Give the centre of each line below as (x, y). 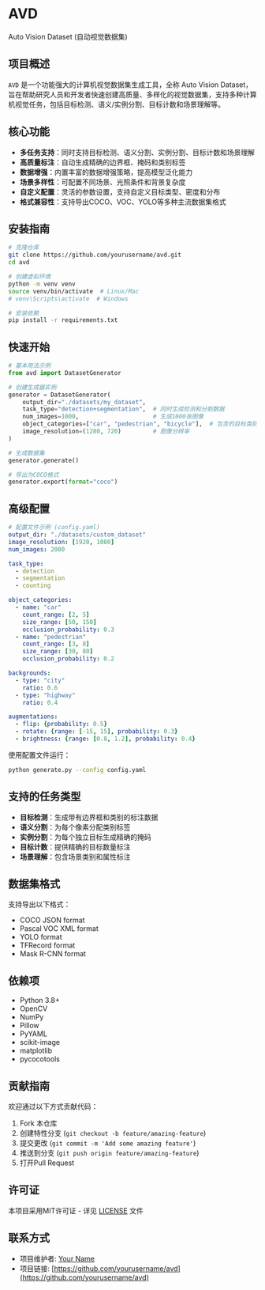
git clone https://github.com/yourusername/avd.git (95, 255)
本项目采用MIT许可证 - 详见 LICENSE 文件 (76, 1210)
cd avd (19, 263)
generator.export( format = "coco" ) (63, 482)
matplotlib (36, 1051)
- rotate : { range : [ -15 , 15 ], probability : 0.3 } (97, 732)
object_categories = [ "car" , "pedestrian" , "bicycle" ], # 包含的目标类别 (140, 424)
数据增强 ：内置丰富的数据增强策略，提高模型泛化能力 (106, 172)
